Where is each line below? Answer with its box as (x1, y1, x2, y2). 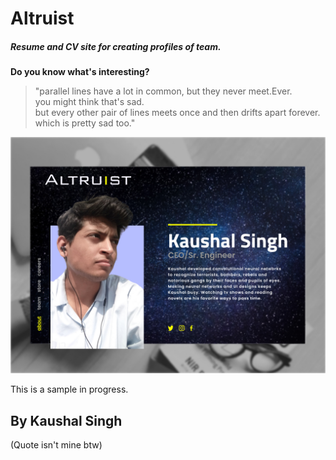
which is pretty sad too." (34, 117, 136, 129)
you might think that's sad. (34, 96, 145, 108)
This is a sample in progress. (10, 383, 129, 396)
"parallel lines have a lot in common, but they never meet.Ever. (34, 85, 293, 97)
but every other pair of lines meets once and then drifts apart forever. (34, 107, 321, 119)
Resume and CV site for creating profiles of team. (10, 40, 222, 52)
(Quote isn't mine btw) (10, 438, 103, 451)
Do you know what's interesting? (10, 66, 150, 78)
